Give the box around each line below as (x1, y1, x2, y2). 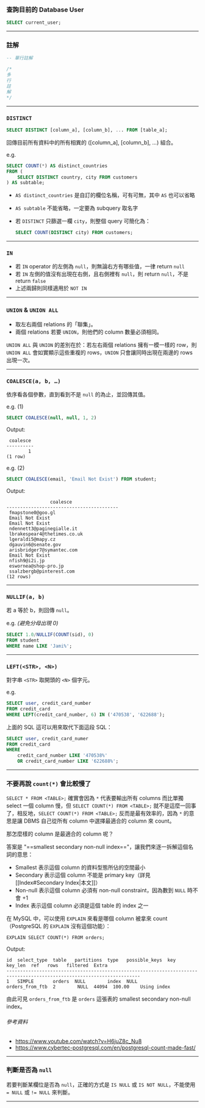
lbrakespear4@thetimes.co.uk (9, 531, 84, 537)
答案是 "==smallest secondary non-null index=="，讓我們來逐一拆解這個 (6, 843, 189, 851)
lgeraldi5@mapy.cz (9, 536, 56, 542)
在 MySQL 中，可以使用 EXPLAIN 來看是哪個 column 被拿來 (6, 915, 152, 922)
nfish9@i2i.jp (9, 557, 45, 563)
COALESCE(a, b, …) (6, 377, 61, 385)
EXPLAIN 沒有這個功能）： (49, 923, 111, 930)
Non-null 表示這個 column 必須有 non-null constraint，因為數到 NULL (15, 887, 186, 894)
